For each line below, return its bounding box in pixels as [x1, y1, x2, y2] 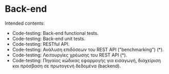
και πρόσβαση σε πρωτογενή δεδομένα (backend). [12, 63, 121, 69]
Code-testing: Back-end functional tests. [12, 30, 99, 36]
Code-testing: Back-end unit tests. [12, 35, 86, 42]
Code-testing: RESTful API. [12, 41, 70, 47]
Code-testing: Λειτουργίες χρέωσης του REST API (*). [12, 52, 127, 58]
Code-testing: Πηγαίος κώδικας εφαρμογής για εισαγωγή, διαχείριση [12, 57, 161, 63]
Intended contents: [5, 20, 45, 26]
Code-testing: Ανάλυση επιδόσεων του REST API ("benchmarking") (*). [12, 46, 164, 52]
